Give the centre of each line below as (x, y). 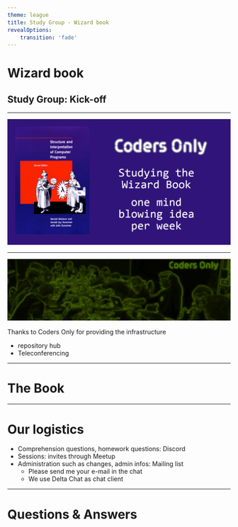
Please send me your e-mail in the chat (85, 472)
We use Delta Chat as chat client (76, 479)
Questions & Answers (72, 514)
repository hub (39, 345)
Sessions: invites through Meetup (66, 456)
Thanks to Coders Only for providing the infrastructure (87, 331)
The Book (36, 388)
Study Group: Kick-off (57, 99)
